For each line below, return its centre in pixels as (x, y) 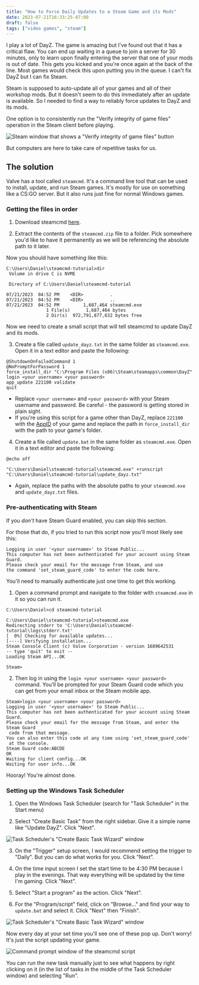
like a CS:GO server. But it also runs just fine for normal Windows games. (95, 194)
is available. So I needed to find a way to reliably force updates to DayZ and (99, 101)
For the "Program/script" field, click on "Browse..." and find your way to (102, 904)
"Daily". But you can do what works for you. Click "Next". (84, 857)
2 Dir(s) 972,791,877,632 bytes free (94, 316)
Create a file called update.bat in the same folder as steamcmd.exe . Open (103, 442)
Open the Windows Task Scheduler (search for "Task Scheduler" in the (102, 803)
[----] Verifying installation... (49, 641)
